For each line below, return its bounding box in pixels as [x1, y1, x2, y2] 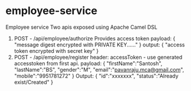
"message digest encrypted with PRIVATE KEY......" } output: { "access [14, 41, 185, 48]
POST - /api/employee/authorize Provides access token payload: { [14, 35, 176, 42]
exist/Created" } [14, 78, 54, 86]
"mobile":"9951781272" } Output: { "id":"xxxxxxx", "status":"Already [14, 72, 179, 79]
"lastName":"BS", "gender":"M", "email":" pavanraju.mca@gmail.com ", [14, 66, 185, 73]
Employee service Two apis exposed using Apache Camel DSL [5, 23, 157, 31]
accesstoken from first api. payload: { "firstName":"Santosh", [14, 60, 163, 67]
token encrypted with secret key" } [14, 47, 99, 54]
